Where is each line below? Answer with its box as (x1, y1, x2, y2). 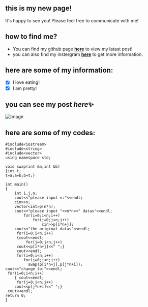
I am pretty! (12, 85, 37, 91)
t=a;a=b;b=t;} (5, 173, 36, 178)
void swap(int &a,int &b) (5, 164, 60, 169)
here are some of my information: (5, 66, 113, 75)
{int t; (5, 169, 22, 174)
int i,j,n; (14, 191, 38, 196)
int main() (5, 182, 28, 187)
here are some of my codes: (5, 128, 96, 137)
